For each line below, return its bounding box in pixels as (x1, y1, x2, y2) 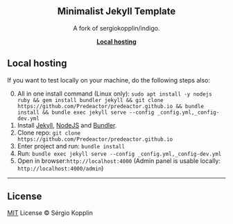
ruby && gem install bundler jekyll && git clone (17, 96, 164, 103)
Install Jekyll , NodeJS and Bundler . (17, 121, 117, 129)
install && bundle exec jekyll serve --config (17, 109, 155, 116)
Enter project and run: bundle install (17, 141, 126, 150)
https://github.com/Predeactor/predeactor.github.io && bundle (17, 103, 205, 110)
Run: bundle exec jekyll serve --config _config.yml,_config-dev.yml (17, 149, 222, 157)
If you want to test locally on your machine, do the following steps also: (7, 76, 210, 84)
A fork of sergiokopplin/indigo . (72, 24, 160, 32)
